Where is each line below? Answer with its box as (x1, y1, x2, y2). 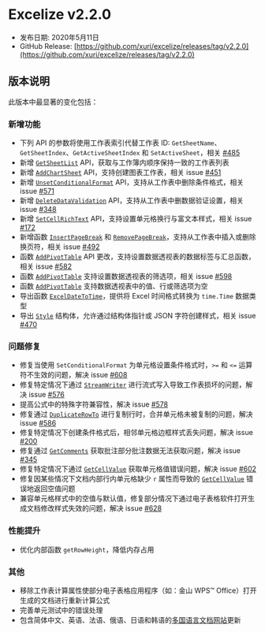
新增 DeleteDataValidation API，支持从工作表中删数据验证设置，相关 (19, 195, 244, 206)
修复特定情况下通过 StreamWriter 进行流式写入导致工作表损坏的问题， (19, 380, 246, 389)
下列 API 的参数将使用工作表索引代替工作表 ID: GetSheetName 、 (19, 138, 222, 147)
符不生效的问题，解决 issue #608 (19, 370, 128, 380)
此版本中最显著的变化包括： (8, 97, 99, 106)
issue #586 (19, 418, 57, 428)
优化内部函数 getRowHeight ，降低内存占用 (19, 545, 155, 554)
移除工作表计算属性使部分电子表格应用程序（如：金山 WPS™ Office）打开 (19, 586, 258, 595)
